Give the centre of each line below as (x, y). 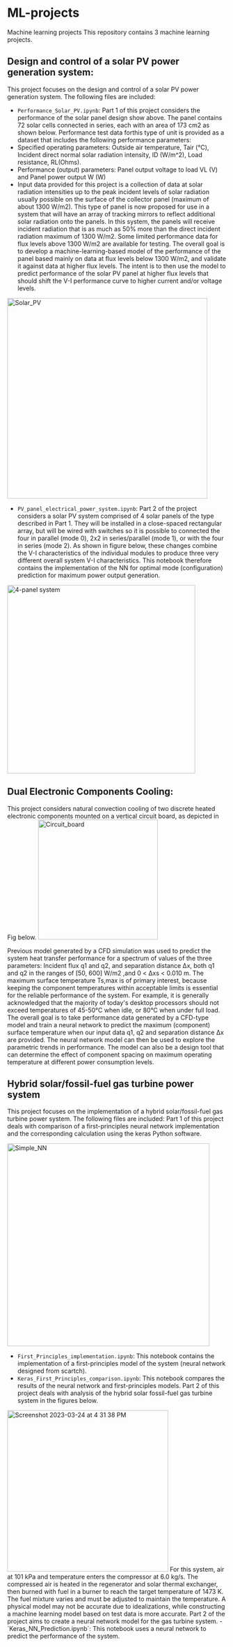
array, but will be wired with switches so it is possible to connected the (119, 530)
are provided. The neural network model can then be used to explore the (111, 1039)
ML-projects (43, 13)
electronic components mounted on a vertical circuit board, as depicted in (113, 816)
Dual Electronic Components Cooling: (90, 792)
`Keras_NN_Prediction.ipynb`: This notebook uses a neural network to (107, 1629)
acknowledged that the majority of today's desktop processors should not (113, 1002)
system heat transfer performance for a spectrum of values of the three (110, 958)
